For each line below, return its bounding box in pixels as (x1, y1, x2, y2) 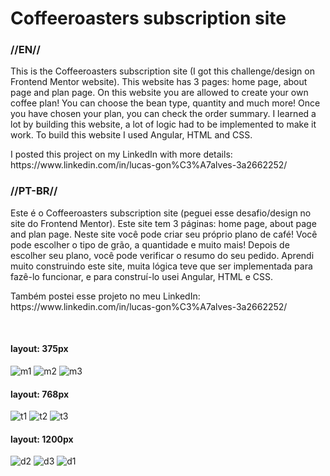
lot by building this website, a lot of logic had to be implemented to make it (10, 118, 317, 131)
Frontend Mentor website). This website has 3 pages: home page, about (10, 76, 308, 88)
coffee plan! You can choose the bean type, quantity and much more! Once (10, 97, 321, 109)
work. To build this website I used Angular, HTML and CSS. (10, 129, 253, 141)
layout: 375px (10, 343, 69, 355)
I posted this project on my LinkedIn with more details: (10, 148, 233, 161)
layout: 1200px (10, 433, 74, 445)
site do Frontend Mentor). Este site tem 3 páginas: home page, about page (10, 217, 317, 229)
